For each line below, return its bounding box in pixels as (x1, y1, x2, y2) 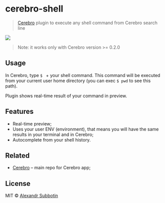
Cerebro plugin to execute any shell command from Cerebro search (17, 20, 157, 26)
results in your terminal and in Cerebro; (12, 131, 94, 138)
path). (5, 83, 18, 89)
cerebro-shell (5, 3, 64, 15)
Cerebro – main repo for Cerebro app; (12, 165, 91, 171)
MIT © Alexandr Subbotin (5, 192, 58, 199)
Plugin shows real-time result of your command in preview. (5, 93, 127, 99)
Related (5, 151, 30, 160)
